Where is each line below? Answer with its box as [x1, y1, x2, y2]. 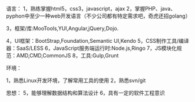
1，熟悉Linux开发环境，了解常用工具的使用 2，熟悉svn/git [6, 77, 146, 84]
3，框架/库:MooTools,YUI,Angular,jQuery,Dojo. [6, 25, 119, 32]
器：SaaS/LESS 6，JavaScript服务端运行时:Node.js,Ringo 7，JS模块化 [6, 45, 177, 52]
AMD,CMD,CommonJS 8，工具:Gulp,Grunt [16, 52, 119, 59]
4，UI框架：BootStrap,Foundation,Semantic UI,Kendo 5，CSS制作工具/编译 [6, 38, 190, 44]
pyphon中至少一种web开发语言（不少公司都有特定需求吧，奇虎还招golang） [6, 12, 191, 19]
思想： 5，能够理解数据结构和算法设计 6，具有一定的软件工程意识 [6, 90, 165, 96]
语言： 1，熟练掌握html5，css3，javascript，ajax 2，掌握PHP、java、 [6, 5, 176, 12]
